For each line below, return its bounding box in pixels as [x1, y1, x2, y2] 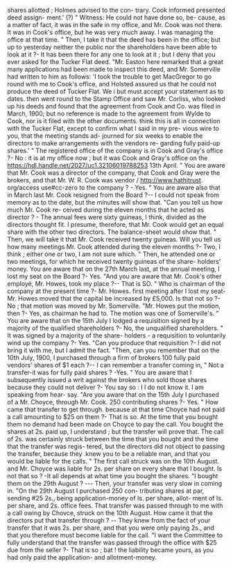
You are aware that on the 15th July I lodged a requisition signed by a [7, 317, 205, 324]
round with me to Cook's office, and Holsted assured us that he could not [7, 80, 217, 88]
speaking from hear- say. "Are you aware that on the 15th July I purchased [7, 390, 220, 399]
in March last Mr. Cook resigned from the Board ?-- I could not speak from [7, 191, 220, 199]
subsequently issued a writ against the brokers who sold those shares [7, 376, 207, 384]
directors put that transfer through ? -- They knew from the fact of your [7, 516, 211, 524]
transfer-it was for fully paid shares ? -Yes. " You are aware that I [7, 368, 192, 377]
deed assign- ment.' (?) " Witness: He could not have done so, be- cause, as [7, 13, 225, 22]
